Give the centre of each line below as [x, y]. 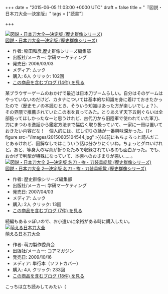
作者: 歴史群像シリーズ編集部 [42, 179]
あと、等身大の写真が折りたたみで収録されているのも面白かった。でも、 [88, 150]
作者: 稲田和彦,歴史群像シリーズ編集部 [52, 51]
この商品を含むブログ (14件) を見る [48, 82]
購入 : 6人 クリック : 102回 [38, 76]
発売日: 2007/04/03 [33, 192]
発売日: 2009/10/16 [32, 257]
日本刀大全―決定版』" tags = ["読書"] [44, 14]
